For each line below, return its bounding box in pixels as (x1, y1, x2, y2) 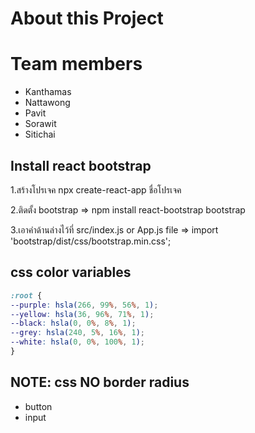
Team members (10, 53, 143, 76)
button (24, 400, 53, 412)
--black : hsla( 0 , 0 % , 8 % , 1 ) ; (10, 318, 137, 329)
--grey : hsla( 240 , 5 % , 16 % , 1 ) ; (10, 328, 145, 338)
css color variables (10, 264, 132, 281)
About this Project (10, 7, 164, 30)
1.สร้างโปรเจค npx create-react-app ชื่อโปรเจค (10, 183, 182, 196)
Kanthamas (24, 86, 72, 98)
